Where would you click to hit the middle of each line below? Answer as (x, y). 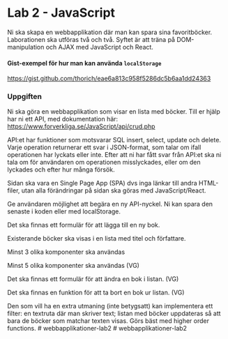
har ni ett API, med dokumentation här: (63, 119)
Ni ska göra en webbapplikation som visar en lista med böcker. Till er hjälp (114, 112)
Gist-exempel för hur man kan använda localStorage (84, 63)
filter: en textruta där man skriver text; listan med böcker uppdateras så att (114, 314)
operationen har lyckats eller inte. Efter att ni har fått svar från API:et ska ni (114, 155)
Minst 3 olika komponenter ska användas (66, 252)
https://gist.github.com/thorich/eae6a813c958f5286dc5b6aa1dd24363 (109, 79)
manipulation (26, 47)
